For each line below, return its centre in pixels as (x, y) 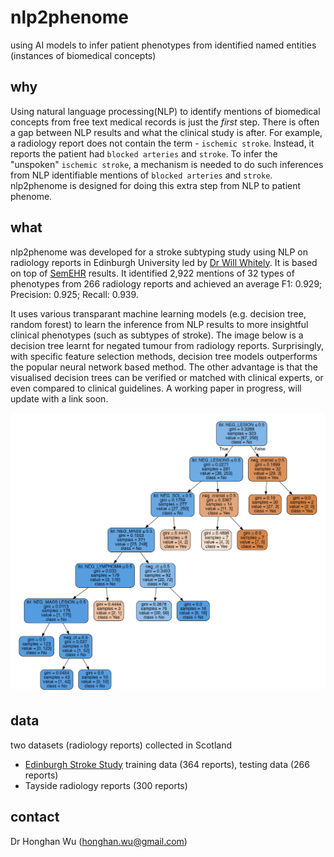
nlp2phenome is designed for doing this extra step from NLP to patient (156, 185)
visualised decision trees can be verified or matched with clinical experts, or (167, 377)
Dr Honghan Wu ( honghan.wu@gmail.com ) (99, 841)
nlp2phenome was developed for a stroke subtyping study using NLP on (159, 252)
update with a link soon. (59, 398)
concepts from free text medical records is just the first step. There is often (165, 122)
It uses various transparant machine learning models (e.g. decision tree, (158, 313)
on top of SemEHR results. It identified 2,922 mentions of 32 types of (152, 273)
